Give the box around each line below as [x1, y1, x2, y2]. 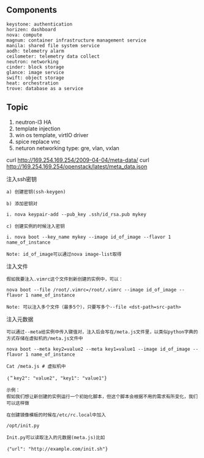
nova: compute [6, 32, 43, 38]
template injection [15, 125, 61, 132]
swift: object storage [6, 75, 64, 81]
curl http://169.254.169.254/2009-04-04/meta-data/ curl [6, 156, 149, 163]
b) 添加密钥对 [6, 200, 38, 207]
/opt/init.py [6, 422, 40, 429]
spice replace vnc [15, 138, 61, 145]
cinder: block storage [6, 64, 64, 70]
